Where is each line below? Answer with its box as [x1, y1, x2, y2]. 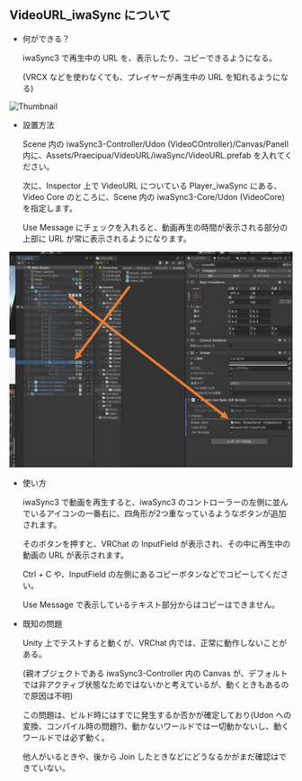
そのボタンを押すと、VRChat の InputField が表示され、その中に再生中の [22, 538, 291, 549]
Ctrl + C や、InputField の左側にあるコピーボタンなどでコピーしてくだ [22, 568, 281, 579]
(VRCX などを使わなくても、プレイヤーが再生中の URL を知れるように [22, 71, 281, 82]
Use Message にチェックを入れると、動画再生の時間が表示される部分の [22, 222, 289, 232]
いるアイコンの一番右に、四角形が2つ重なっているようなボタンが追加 [30, 507, 287, 519]
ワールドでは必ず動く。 [22, 731, 110, 742]
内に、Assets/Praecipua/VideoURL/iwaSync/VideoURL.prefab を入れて [22, 150, 285, 160]
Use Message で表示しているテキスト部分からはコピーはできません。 [22, 599, 280, 610]
